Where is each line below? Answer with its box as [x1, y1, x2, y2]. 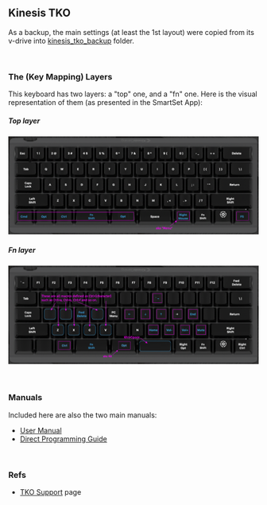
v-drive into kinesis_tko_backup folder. [8, 36, 135, 45]
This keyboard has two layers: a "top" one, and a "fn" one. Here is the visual [8, 89, 257, 99]
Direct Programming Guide [19, 433, 107, 444]
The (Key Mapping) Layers [8, 71, 113, 82]
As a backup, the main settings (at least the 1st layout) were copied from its [8, 27, 254, 37]
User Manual [19, 425, 62, 435]
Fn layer [8, 246, 36, 255]
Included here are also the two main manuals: [8, 410, 157, 420]
